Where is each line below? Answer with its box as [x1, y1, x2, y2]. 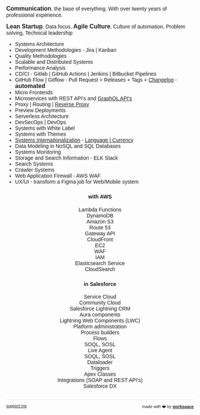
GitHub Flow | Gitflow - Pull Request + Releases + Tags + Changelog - [14, 77, 177, 83]
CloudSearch [85, 266, 115, 273]
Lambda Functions [78, 206, 122, 213]
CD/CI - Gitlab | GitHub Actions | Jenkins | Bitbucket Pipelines [14, 71, 157, 77]
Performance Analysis [14, 65, 66, 71]
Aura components [79, 311, 121, 318]
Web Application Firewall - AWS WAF [14, 173, 101, 179]
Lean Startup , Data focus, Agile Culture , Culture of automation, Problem [6, 23, 186, 30]
